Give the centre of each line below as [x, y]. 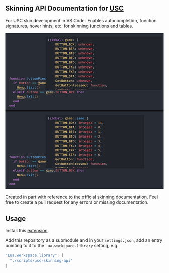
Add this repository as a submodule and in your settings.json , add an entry [84, 240]
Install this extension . [27, 231]
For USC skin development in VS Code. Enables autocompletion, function [81, 20]
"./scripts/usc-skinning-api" [41, 261]
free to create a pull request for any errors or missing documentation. [77, 202]
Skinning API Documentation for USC [65, 8]
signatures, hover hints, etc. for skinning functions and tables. [69, 26]
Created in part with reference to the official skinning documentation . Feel [82, 197]
